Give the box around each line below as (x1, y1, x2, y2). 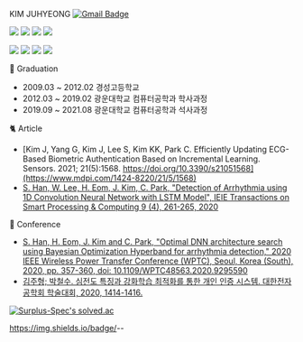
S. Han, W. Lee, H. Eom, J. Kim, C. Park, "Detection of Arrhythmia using (22, 182, 288, 193)
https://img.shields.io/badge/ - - (9, 323, 124, 333)
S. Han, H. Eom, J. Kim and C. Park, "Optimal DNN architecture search (22, 236, 283, 247)
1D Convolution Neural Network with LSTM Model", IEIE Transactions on (22, 192, 290, 202)
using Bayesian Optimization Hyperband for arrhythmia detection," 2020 (22, 246, 291, 256)
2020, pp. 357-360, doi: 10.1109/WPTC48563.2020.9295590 (22, 265, 248, 275)
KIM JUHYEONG (9, 9, 71, 19)
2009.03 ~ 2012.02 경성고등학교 (22, 82, 140, 92)
